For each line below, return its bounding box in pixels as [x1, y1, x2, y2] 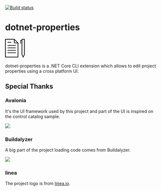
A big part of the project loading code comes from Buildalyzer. [5, 147, 131, 153]
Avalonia [5, 97, 26, 104]
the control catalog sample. [5, 113, 60, 119]
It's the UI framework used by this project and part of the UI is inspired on [5, 108, 154, 114]
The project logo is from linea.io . [5, 181, 70, 187]
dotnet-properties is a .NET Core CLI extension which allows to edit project [5, 63, 156, 69]
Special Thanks [5, 82, 53, 91]
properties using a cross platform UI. [5, 68, 79, 74]
